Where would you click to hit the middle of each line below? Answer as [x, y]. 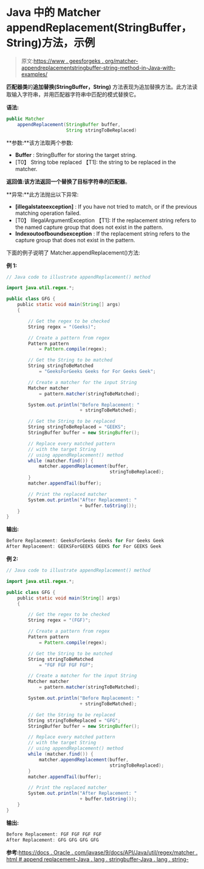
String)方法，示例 [51, 43]
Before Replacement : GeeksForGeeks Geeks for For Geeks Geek [85, 541]
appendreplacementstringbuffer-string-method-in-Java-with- [98, 68]
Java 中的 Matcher [54, 12]
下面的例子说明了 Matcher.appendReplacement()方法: [73, 253]
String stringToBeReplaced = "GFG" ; [74, 721]
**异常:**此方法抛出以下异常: [42, 194]
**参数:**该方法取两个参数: [40, 142]
